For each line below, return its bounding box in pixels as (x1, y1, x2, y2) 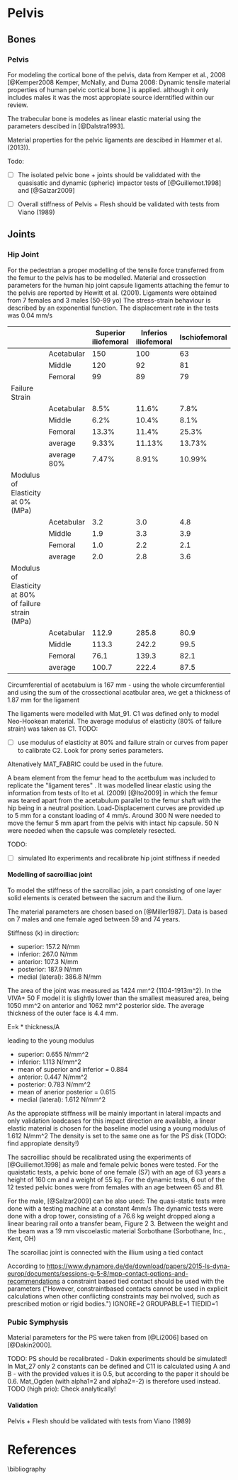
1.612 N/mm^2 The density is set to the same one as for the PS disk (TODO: (7, 1132, 227, 1140)
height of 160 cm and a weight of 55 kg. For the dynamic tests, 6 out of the (7, 1175, 225, 1184)
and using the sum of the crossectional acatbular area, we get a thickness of (7, 688, 231, 696)
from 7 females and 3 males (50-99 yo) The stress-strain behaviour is (7, 296, 211, 304)
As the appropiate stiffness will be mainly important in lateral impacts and (7, 1109, 222, 1118)
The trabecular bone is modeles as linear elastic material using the (7, 114, 201, 123)
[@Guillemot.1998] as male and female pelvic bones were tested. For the (7, 1160, 219, 1169)
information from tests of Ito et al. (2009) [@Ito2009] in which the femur (7, 788, 218, 797)
